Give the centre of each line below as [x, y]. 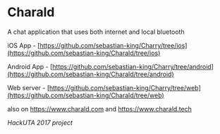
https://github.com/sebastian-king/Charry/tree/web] [125, 87]
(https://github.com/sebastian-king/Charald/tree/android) [91, 74]
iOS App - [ [24, 45]
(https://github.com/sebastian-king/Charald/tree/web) [86, 95]
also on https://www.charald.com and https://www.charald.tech [100, 109]
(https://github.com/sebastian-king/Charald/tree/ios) [84, 53]
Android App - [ [30, 66]
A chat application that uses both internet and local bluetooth [96, 32]
